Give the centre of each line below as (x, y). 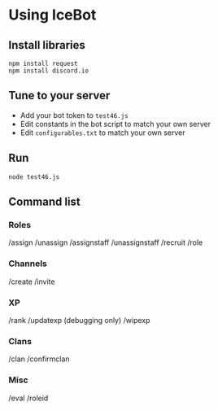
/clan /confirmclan (39, 359)
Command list (45, 202)
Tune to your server (59, 96)
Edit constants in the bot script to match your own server (116, 124)
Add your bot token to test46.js (74, 115)
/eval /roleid (28, 398)
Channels (28, 264)
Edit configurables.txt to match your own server (102, 133)
